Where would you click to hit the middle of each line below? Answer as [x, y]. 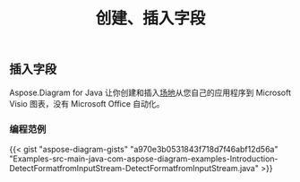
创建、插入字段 [150, 18]
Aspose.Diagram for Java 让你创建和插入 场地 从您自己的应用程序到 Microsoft [150, 92]
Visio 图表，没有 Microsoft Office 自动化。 [87, 103]
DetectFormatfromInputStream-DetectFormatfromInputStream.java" [134, 168]
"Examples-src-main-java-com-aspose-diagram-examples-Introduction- [144, 159]
